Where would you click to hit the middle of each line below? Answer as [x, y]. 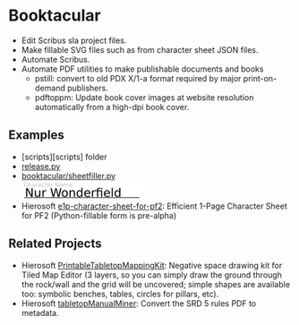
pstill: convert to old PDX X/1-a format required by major [138, 78]
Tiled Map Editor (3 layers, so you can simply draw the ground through [152, 275]
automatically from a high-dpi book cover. [112, 107]
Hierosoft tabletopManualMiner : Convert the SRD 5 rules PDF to [139, 303]
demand [50, 88]
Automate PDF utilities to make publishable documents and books [142, 69]
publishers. [88, 88]
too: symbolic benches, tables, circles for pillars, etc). [120, 294]
